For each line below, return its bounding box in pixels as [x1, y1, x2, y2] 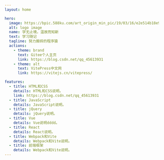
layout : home [4, 7, 31, 12]
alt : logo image [9, 25, 42, 30]
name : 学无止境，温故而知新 [9, 30, 59, 35]
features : [4, 79, 25, 85]
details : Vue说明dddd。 [13, 120, 60, 125]
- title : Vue [9, 116, 36, 121]
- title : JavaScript [9, 97, 51, 103]
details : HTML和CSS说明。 [13, 89, 63, 93]
